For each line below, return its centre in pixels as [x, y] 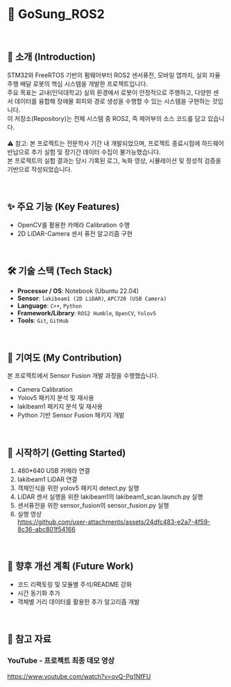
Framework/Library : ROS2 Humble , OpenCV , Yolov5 [87, 313]
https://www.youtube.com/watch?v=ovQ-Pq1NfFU [79, 676]
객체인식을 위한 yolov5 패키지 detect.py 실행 [78, 488]
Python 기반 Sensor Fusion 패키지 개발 [71, 415]
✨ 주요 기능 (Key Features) [63, 207]
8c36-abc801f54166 [46, 529]
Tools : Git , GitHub [43, 321]
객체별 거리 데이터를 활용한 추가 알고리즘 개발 [78, 602]
